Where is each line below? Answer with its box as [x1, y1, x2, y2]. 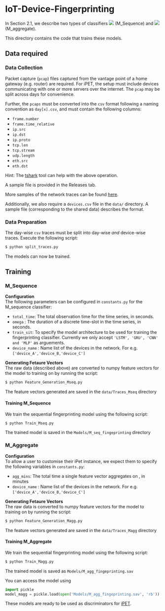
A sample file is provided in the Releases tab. [5, 181, 97, 188]
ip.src [12, 127, 26, 132]
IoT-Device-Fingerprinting [5, 3, 115, 15]
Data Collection [5, 64, 43, 71]
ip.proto [12, 137, 31, 143]
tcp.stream [12, 148, 35, 153]
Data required [5, 49, 48, 58]
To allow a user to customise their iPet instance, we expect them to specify [5, 458, 157, 464]
